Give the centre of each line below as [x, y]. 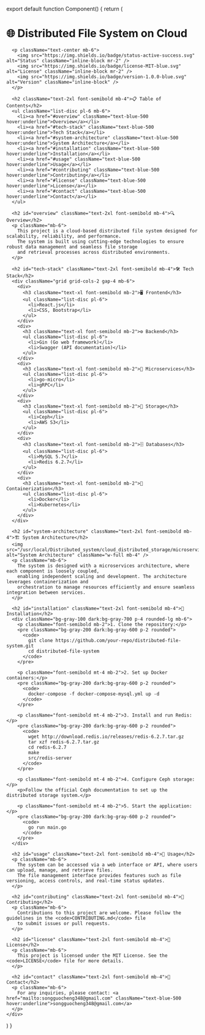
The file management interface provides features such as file [99, 875]
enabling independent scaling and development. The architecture [102, 576]
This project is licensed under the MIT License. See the [92, 955]
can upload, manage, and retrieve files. [60, 870]
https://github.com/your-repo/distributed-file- [118, 640]
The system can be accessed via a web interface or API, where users [108, 865]
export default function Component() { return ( [65, 9]
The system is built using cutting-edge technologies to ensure [101, 241]
